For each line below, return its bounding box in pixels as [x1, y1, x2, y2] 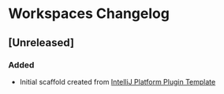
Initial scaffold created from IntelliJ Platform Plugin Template [19, 77, 216, 86]
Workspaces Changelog [8, 5, 170, 23]
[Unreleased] [8, 36, 75, 49]
